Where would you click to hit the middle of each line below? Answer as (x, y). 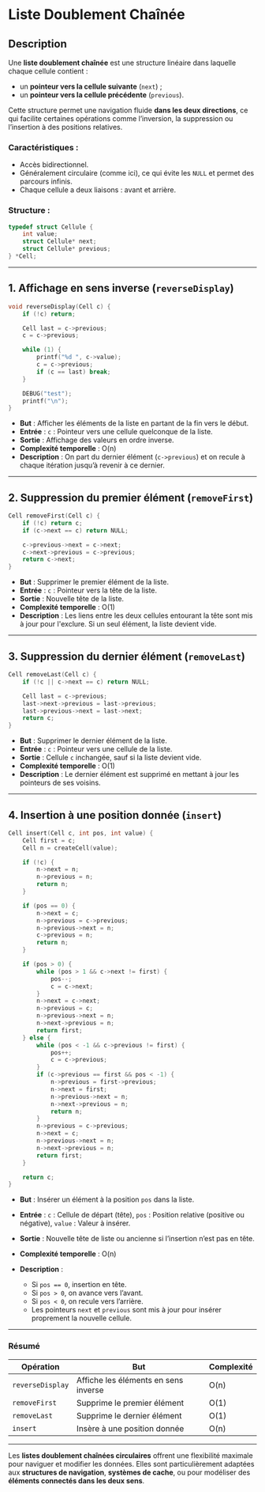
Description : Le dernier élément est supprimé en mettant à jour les (129, 774)
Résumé (24, 1346)
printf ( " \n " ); (45, 401)
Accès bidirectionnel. (54, 165)
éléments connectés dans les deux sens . (77, 1480)
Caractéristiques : (43, 147)
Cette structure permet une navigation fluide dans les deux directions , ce (128, 110)
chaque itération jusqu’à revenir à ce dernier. (92, 465)
